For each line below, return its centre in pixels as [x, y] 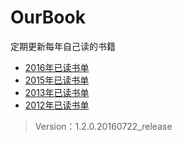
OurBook [48, 17]
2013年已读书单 [57, 92]
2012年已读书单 [57, 105]
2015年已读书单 [57, 80]
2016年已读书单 [57, 67]
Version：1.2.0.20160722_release [103, 126]
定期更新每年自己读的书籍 [63, 46]
